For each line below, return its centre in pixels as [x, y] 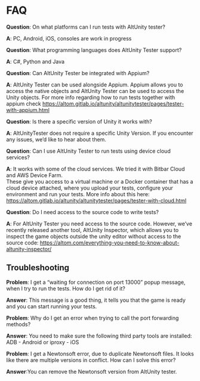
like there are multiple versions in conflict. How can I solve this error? [91, 360]
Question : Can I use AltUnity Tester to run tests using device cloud [89, 151]
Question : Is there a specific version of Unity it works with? [79, 121]
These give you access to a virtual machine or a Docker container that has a [100, 181]
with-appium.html [28, 110]
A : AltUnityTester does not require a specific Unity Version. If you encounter [100, 133]
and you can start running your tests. [52, 306]
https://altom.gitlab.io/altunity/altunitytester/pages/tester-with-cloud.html [96, 200]
